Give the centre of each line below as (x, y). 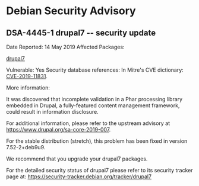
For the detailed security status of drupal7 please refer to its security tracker (99, 170)
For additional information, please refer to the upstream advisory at (88, 123)
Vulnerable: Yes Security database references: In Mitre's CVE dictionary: (95, 70)
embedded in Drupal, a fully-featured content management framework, (93, 105)
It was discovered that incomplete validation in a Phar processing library (94, 99)
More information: (28, 88)
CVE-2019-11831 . (27, 76)
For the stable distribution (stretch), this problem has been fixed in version (97, 141)
